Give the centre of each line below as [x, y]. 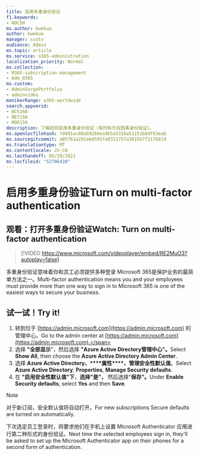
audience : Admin [26, 45]
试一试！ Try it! [33, 313]
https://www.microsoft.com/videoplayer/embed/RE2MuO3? [114, 253]
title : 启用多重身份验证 [33, 12]
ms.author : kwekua [29, 28]
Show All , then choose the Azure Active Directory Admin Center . [96, 356]
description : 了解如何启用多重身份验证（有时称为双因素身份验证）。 [80, 128]
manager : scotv [25, 39]
